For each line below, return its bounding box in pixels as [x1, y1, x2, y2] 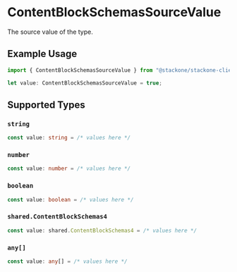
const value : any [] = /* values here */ [7, 258, 128, 265]
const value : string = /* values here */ [7, 135, 131, 142]
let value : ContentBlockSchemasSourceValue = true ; [7, 79, 162, 87]
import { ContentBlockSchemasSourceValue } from [7, 66, 153, 74]
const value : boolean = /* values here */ [7, 196, 134, 203]
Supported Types [7, 99, 86, 111]
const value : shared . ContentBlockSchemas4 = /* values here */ [7, 227, 197, 234]
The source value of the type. [7, 27, 94, 36]
